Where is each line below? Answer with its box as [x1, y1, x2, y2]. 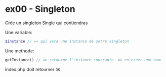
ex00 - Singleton [5, 3, 76, 15]
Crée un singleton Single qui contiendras [5, 20, 88, 26]
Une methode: [5, 48, 35, 54]
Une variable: [5, 29, 33, 35]
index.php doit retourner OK [5, 66, 60, 72]
